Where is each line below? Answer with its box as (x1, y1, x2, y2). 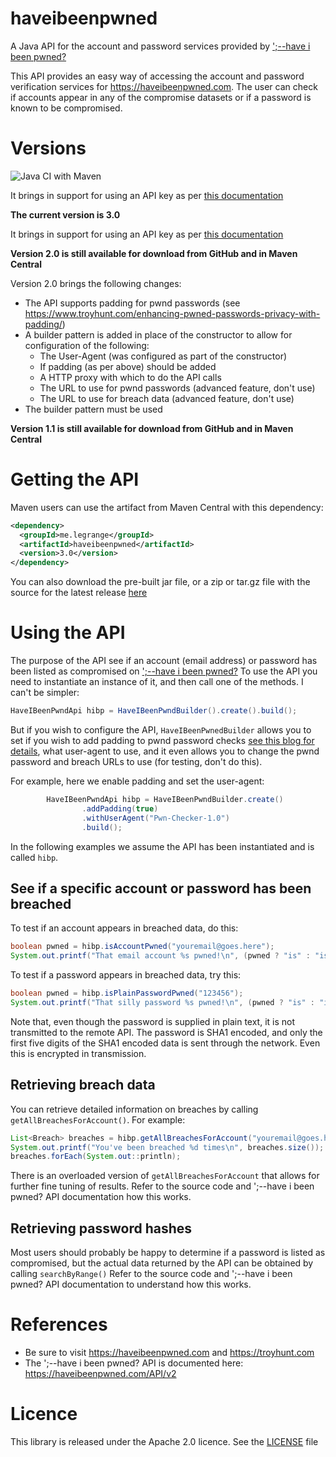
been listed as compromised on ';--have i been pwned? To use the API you (10, 665, 318, 677)
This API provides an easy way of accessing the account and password (10, 70, 305, 82)
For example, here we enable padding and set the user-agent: (10, 775, 265, 787)
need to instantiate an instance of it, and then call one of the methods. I (10, 676, 304, 688)
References (10, 1313, 108, 1336)
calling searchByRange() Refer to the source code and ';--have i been (10, 1268, 293, 1280)
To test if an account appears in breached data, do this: (10, 922, 239, 934)
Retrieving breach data (10, 1077, 156, 1094)
